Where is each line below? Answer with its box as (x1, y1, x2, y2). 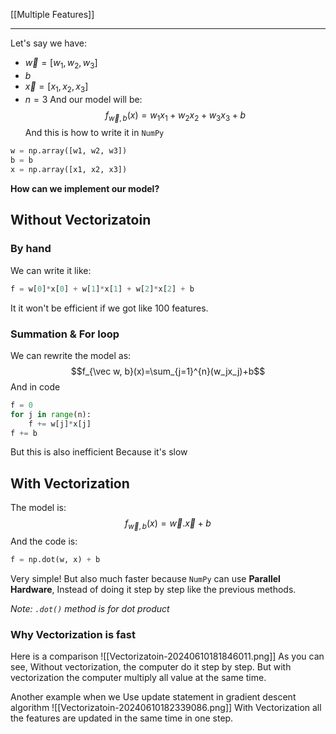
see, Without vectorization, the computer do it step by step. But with (10, 661, 292, 673)
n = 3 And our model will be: (24, 93, 143, 105)
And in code (10, 380, 61, 393)
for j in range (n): (10, 409, 92, 419)
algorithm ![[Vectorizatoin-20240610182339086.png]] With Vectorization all (10, 702, 322, 714)
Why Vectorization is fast (10, 627, 136, 641)
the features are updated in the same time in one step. (10, 712, 234, 724)
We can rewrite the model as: (10, 349, 132, 361)
